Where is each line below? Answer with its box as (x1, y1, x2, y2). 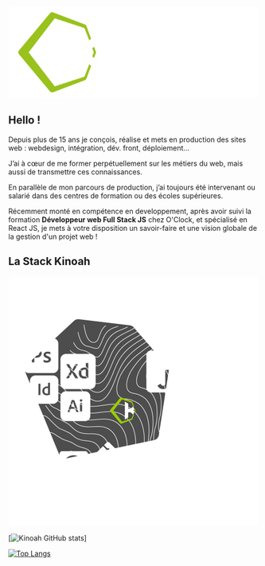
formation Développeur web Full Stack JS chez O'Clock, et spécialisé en (8, 214, 248, 224)
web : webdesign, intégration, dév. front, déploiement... (8, 142, 189, 153)
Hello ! (8, 114, 41, 127)
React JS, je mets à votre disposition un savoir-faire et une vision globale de (8, 223, 257, 232)
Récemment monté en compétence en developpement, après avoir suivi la (8, 206, 252, 216)
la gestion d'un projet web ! (8, 232, 98, 241)
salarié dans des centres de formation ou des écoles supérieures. (8, 190, 224, 201)
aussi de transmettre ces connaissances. (8, 166, 143, 177)
